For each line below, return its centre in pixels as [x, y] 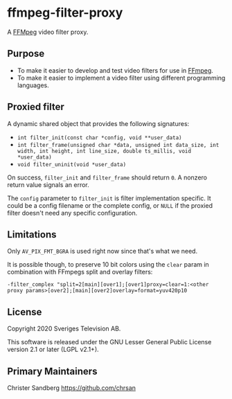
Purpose [26, 54]
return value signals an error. [48, 184]
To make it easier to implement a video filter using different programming [121, 78]
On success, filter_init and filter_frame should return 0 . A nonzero [107, 177]
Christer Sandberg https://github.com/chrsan [72, 388]
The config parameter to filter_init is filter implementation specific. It [109, 198]
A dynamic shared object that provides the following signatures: [98, 123]
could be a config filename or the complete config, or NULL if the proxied [110, 205]
